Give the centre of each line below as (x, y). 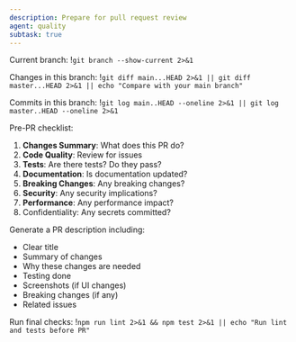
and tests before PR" (50, 331)
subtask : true (36, 34)
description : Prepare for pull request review (98, 18)
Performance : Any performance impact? (98, 202)
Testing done (47, 276)
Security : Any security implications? (90, 193)
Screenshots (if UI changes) (74, 285)
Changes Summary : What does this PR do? (103, 146)
